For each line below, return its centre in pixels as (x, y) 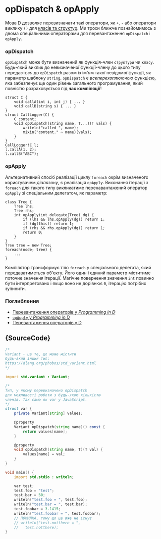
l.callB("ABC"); (22, 154)
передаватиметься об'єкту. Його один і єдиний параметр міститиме (78, 273)
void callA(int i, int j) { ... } (50, 102)
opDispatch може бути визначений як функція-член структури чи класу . (80, 62)
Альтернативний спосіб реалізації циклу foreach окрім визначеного (77, 177)
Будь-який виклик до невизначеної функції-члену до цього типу (73, 67)
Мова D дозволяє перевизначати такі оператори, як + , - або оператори (80, 23)
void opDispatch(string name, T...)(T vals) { (63, 124)
